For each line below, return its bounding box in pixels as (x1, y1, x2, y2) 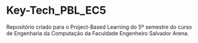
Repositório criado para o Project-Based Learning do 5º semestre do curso (6, 23, 193, 30)
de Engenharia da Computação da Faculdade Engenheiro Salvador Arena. (6, 29, 190, 36)
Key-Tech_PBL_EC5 (6, 4, 107, 17)
